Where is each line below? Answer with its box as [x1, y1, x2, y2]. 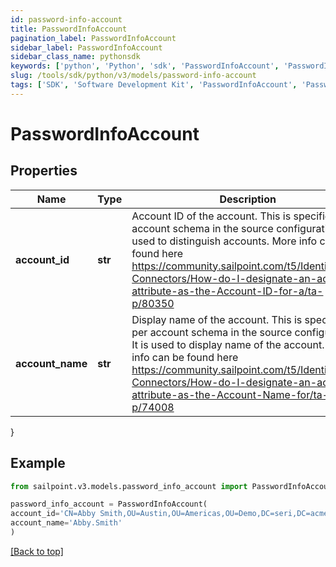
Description [219, 192, 277, 206]
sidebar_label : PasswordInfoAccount [10, 42, 163, 53]
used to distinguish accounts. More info [131, 234, 318, 248]
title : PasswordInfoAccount [10, 24, 128, 34]
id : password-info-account [10, 14, 123, 25]
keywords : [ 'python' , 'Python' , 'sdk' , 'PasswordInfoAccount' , [10, 61, 280, 71]
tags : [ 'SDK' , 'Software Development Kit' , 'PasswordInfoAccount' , [10, 80, 298, 90]
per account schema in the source [131, 325, 293, 339]
